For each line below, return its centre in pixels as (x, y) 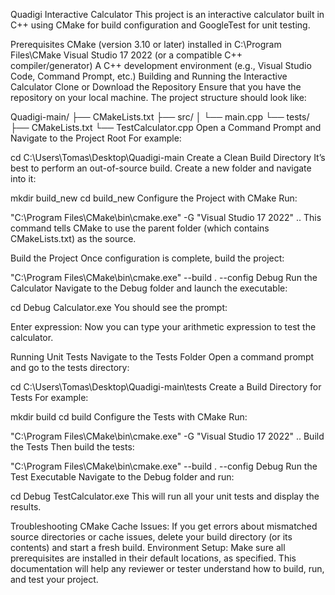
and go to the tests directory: (70, 367)
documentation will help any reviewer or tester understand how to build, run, (167, 568)
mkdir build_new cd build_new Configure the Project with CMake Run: (154, 198)
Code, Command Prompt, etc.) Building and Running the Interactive (149, 76)
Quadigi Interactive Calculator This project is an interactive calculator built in (167, 14)
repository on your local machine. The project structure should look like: (158, 97)
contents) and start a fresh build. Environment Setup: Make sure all (148, 547)
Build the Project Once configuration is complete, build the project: (147, 258)
